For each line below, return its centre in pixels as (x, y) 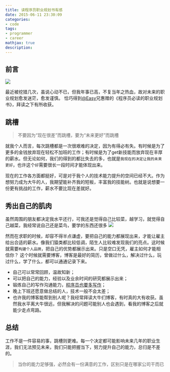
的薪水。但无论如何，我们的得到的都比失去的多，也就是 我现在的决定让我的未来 (83, 159)
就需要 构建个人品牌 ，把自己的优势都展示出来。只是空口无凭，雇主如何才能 (81, 249)
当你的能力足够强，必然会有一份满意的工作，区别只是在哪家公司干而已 (91, 364)
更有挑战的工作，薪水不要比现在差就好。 (52, 188)
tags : (11, 29)
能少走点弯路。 (28, 310)
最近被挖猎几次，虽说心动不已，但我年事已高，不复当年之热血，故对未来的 (83, 92)
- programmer (19, 33)
